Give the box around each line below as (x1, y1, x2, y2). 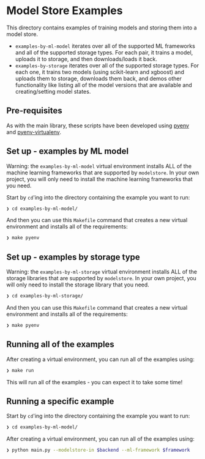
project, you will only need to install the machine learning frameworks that (6, 175, 193, 182)
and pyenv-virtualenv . (6, 128, 61, 135)
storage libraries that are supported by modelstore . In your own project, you (6, 275, 197, 282)
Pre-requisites (6, 105, 62, 116)
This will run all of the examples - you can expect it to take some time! (6, 378, 183, 386)
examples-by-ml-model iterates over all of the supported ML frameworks (15, 42, 196, 50)
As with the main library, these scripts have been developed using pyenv (6, 122, 190, 129)
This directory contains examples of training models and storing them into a (6, 24, 197, 31)
